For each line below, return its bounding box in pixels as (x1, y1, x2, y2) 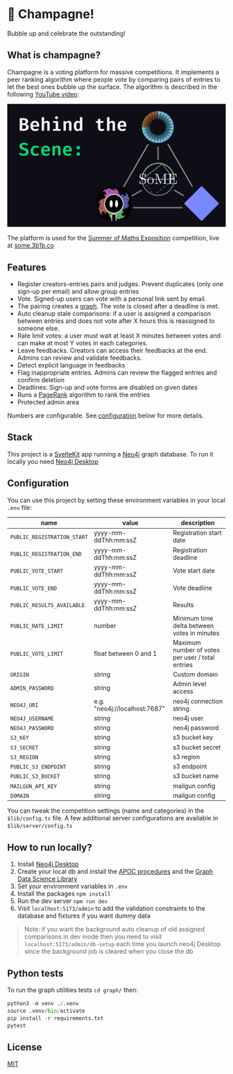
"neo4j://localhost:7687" (93, 704, 166, 713)
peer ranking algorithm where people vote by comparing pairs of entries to (7, 75, 221, 83)
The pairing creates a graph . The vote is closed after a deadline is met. (17, 302, 220, 311)
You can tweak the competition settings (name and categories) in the (7, 807, 205, 815)
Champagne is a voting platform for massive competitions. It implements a (7, 67, 220, 76)
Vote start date (173, 566, 215, 575)
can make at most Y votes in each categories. (17, 339, 148, 347)
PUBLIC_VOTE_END (10, 585, 58, 592)
